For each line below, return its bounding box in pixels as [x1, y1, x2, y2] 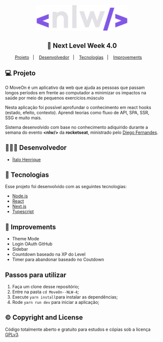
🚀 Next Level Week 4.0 [47, 42, 117, 50]
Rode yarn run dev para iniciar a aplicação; [12, 299, 100, 305]
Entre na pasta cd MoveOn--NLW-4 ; [12, 289, 79, 295]
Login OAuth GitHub [12, 241, 53, 247]
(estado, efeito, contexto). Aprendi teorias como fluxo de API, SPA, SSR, [5, 109, 150, 115]
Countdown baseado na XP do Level [12, 252, 86, 257]
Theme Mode [12, 236, 40, 242]
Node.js [12, 193, 28, 199]
